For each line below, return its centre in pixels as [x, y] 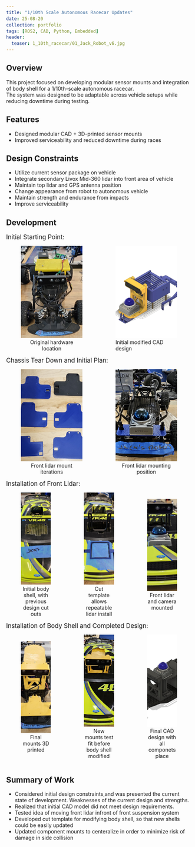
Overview [24, 68]
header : [16, 37]
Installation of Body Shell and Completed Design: [77, 626]
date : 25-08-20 [25, 19]
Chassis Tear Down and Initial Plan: [57, 360]
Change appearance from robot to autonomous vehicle [81, 191]
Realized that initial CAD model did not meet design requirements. [94, 806]
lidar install [99, 614]
